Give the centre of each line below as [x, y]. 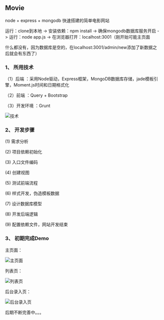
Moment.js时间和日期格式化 [41, 85]
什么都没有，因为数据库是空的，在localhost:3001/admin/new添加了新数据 [79, 47]
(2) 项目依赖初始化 [24, 152]
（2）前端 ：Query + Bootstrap [36, 95]
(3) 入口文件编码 [22, 162]
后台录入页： [18, 291]
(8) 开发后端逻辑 [22, 214]
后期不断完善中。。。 [24, 312]
